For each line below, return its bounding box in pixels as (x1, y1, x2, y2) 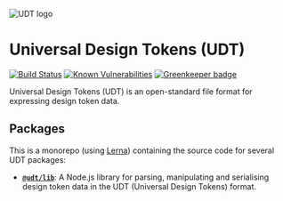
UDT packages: (9, 154, 67, 165)
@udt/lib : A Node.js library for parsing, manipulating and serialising (21, 172, 270, 182)
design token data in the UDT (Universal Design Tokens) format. (21, 181, 256, 191)
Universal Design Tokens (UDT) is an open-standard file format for (9, 85, 253, 97)
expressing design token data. (9, 95, 120, 106)
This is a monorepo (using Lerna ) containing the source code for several (9, 145, 274, 156)
